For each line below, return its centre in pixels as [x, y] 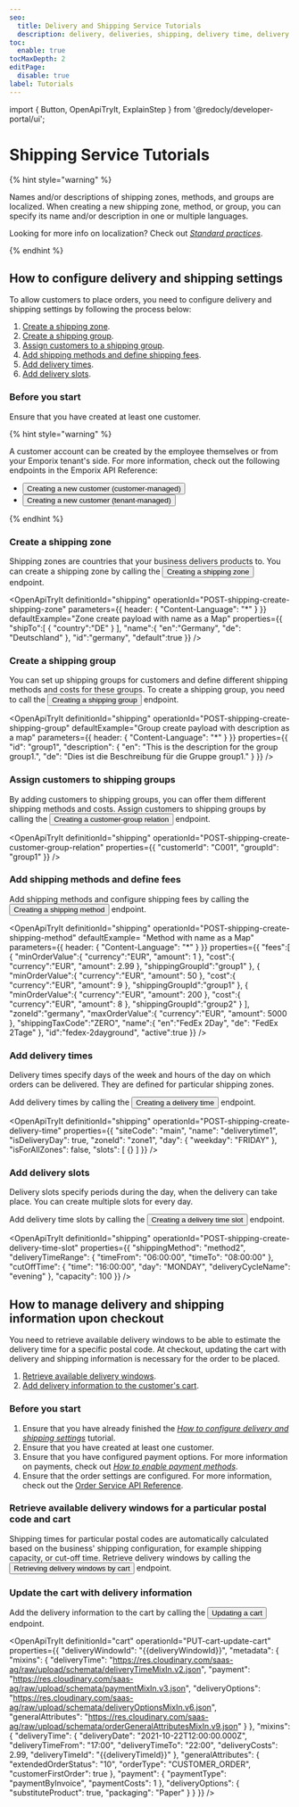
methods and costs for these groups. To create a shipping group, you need [147, 690]
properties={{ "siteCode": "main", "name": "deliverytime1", [171, 1131]
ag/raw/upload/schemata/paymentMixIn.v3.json [97, 1688]
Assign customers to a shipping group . [93, 345]
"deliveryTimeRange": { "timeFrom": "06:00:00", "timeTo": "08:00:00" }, [141, 1257]
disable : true [43, 76]
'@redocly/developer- [233, 109]
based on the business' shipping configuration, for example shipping [135, 1548]
